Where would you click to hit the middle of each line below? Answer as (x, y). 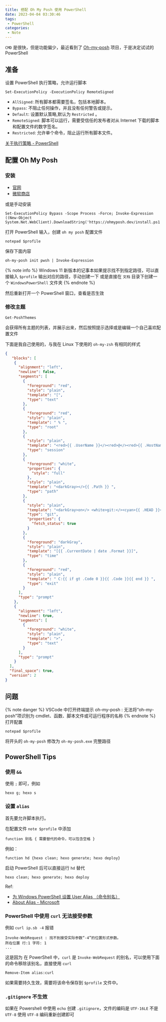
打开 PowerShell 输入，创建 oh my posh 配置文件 (54, 232)
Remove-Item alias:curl (30, 973)
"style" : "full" (48, 473)
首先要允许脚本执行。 (27, 818)
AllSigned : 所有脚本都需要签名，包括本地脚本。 (60, 101)
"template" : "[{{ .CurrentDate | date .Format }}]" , (83, 551)
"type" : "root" (42, 427)
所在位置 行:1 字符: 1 (26, 943)
